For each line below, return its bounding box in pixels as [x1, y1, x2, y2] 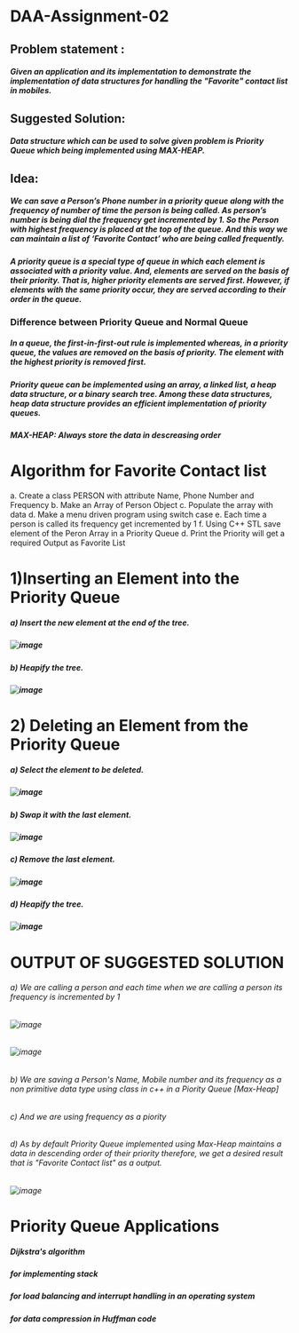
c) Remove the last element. [10, 854, 115, 865]
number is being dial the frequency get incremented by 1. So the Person [10, 215, 279, 226]
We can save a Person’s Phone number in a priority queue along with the [10, 195, 285, 206]
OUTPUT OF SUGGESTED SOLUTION [10, 952, 285, 972]
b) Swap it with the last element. [10, 809, 132, 820]
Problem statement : [10, 42, 125, 57]
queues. [10, 407, 42, 418]
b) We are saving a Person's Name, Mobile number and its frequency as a [10, 1075, 282, 1085]
